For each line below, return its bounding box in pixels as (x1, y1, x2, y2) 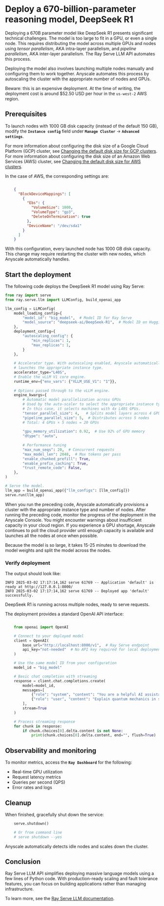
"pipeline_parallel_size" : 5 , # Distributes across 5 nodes (22, 415, 150, 420)
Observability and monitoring (5, 746, 97, 755)
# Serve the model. (5, 484, 45, 488)
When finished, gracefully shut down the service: (5, 812, 104, 817)
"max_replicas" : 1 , (31, 343, 71, 348)
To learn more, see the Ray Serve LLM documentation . (5, 896, 115, 902)
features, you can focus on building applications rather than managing (5, 881, 146, 887)
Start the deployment (5, 270, 71, 279)
